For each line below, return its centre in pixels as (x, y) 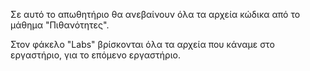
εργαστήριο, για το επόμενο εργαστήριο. (95, 55)
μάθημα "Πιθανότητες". (60, 25)
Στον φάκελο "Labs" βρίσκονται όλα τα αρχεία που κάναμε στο (142, 44)
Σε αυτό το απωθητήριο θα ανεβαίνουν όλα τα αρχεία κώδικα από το (155, 14)
